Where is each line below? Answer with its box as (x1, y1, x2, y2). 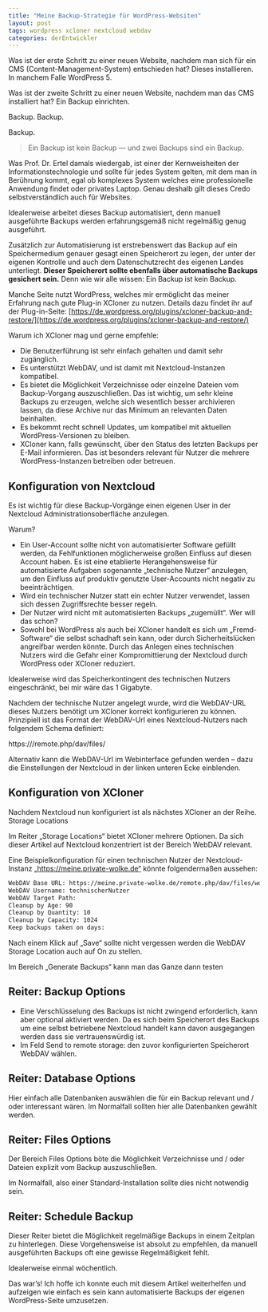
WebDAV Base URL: (8, 879, 66, 887)
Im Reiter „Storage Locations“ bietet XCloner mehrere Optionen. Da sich (8, 831, 244, 840)
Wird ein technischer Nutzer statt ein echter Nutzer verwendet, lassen (19, 591, 250, 601)
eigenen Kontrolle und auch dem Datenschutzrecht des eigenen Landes (8, 257, 244, 267)
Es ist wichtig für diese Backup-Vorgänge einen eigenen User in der (8, 500, 231, 511)
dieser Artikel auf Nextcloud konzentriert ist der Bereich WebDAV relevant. (8, 840, 253, 849)
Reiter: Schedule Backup (8, 1210, 134, 1223)
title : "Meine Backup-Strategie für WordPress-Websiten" (8, 11, 202, 20)
